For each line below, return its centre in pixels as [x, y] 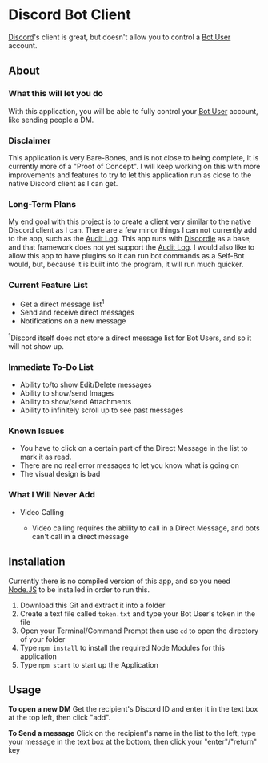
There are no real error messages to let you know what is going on [130, 465]
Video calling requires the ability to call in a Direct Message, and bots [146, 528]
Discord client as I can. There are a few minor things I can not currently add [133, 230]
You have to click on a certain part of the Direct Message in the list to [134, 448]
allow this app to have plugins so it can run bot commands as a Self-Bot [126, 256]
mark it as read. [46, 457]
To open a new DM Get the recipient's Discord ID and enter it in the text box [133, 709]
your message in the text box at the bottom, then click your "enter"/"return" [133, 742]
